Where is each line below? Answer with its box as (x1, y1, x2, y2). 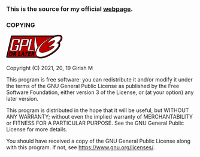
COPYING (6, 20, 35, 29)
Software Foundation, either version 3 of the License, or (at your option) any (6, 89, 194, 96)
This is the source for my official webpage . (6, 5, 133, 13)
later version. (6, 95, 39, 102)
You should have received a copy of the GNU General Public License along (6, 137, 190, 145)
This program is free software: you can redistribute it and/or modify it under (6, 76, 193, 83)
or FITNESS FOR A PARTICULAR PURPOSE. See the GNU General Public (6, 119, 184, 127)
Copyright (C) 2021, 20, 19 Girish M (6, 65, 93, 72)
